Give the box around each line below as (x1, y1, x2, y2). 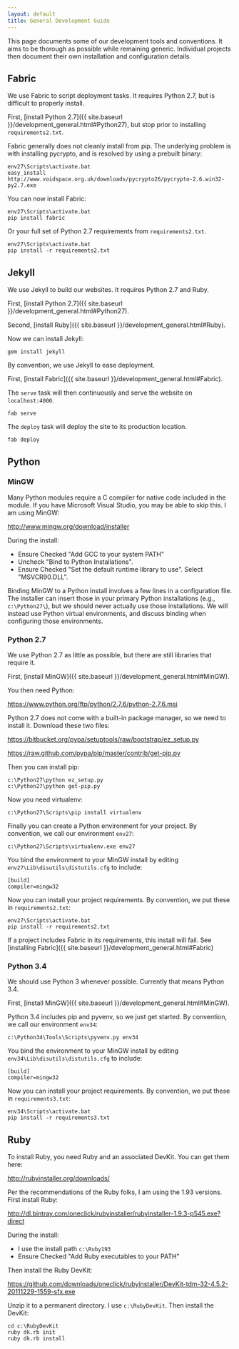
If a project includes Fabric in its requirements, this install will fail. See (7, 936, 212, 944)
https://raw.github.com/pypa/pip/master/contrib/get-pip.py (7, 749, 180, 757)
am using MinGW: (7, 508, 59, 517)
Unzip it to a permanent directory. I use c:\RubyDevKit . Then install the (7, 1301, 214, 1310)
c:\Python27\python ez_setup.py (7, 777, 103, 784)
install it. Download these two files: (7, 722, 110, 730)
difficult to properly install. (7, 99, 85, 108)
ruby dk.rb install (7, 1335, 66, 1343)
